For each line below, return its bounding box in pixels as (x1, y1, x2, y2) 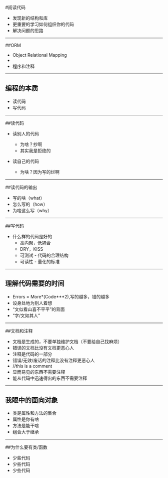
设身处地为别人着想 (12, 300, 52, 306)
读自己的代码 (12, 158, 39, 164)
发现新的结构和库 (12, 15, 48, 21)
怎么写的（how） (12, 201, 48, 207)
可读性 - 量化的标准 (19, 258, 60, 264)
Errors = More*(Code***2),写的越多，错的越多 (12, 293, 110, 299)
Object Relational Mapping (12, 52, 67, 58)
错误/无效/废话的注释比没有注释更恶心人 (12, 357, 95, 363)
